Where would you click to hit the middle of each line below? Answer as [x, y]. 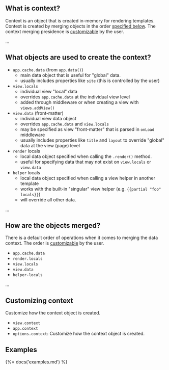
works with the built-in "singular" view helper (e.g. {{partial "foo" [91, 189]
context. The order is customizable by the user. [55, 243]
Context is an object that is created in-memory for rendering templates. [80, 20]
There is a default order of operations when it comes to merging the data [82, 238]
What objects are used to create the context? [78, 57]
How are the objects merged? [53, 226]
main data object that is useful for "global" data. [71, 75]
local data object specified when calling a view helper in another [88, 178]
